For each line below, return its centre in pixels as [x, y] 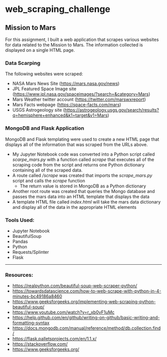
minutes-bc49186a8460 [37, 296]
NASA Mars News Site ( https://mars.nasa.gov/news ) [66, 84]
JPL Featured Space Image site [44, 89]
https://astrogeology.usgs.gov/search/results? [112, 110]
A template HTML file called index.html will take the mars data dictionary [86, 202]
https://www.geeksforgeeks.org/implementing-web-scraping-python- [84, 302]
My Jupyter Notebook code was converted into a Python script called [83, 154]
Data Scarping [23, 63]
